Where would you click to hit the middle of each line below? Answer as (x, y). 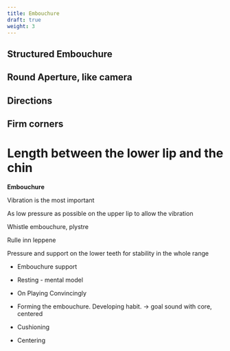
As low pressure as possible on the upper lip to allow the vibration (100, 213)
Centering (31, 340)
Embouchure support (47, 266)
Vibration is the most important (51, 200)
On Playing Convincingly (52, 293)
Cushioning (33, 327)
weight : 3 (21, 26)
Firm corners (35, 124)
